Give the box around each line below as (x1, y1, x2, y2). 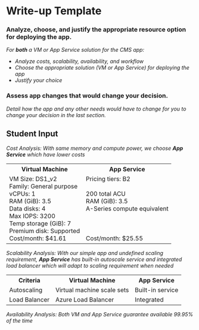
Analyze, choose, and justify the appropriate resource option (6, 26, 186, 34)
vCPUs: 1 (9, 189, 36, 197)
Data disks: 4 (9, 204, 46, 212)
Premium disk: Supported (9, 227, 80, 235)
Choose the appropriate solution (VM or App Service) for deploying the (14, 64, 189, 71)
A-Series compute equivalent (85, 204, 169, 212)
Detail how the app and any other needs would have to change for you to (6, 105, 186, 112)
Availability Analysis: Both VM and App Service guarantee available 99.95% (6, 310, 194, 318)
